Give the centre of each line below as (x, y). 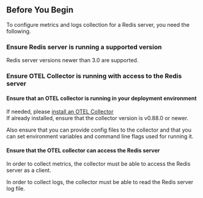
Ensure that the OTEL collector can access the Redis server (83, 150)
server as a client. (29, 171)
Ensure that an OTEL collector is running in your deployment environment (102, 98)
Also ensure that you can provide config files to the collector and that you (99, 130)
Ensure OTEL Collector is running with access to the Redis (94, 76)
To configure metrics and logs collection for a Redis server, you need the (98, 24)
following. (19, 31)
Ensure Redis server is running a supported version (84, 47)
